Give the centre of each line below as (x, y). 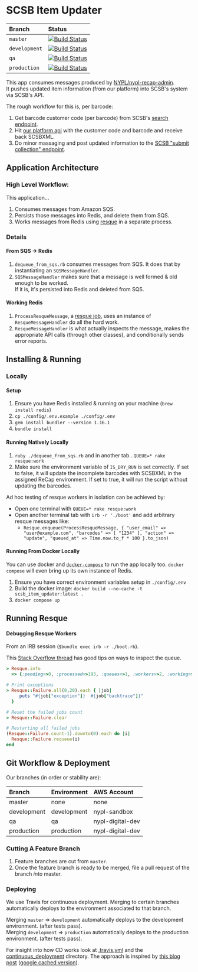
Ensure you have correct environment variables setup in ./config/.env (100, 582)
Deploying (21, 889)
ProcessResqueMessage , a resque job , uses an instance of (83, 316)
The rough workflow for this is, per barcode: (60, 106)
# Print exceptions (30, 685)
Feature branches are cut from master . (61, 862)
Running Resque (37, 618)
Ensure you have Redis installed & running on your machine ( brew (93, 404)
